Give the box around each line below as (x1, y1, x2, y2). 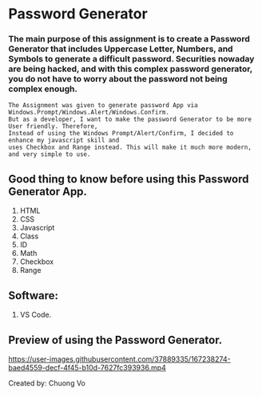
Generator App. (8, 185, 88, 198)
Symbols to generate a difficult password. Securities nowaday (8, 54, 255, 65)
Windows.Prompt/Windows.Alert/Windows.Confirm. (8, 109, 170, 117)
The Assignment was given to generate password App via (8, 102, 198, 110)
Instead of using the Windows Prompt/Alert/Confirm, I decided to (8, 130, 234, 138)
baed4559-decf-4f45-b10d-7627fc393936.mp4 (8, 362, 166, 372)
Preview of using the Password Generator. (8, 333, 223, 346)
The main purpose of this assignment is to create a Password (8, 34, 250, 45)
